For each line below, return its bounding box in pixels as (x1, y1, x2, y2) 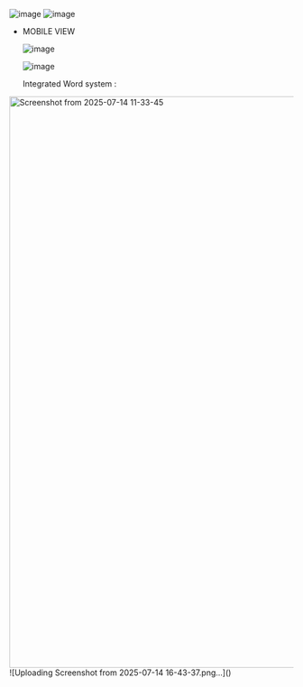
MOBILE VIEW (22, 26, 75, 36)
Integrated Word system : (22, 78, 117, 89)
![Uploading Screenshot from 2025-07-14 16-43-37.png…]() (9, 667, 232, 678)
